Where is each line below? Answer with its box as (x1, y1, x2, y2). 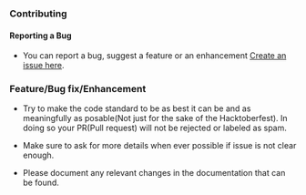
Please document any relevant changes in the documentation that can (22, 168, 286, 179)
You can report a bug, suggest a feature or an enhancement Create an (22, 50, 287, 61)
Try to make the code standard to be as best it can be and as (22, 103, 251, 114)
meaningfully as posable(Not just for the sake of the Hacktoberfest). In (22, 113, 289, 124)
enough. (22, 149, 55, 161)
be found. (22, 177, 59, 189)
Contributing (9, 7, 67, 20)
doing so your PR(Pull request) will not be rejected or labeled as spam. (22, 122, 287, 134)
